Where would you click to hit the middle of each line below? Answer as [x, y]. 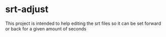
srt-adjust [27, 9]
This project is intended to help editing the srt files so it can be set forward [83, 23]
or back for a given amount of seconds [46, 28]
